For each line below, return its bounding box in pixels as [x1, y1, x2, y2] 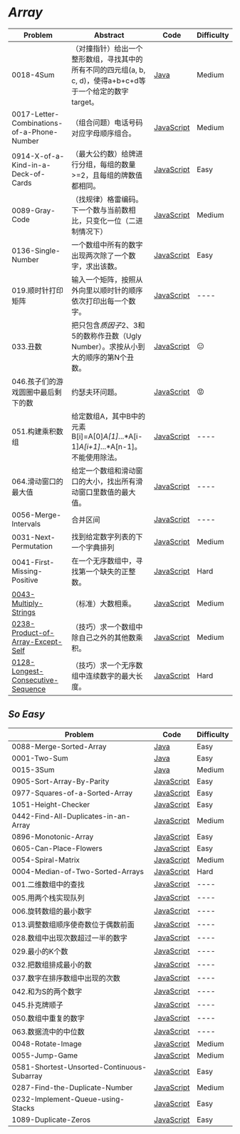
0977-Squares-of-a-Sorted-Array [11, 788, 133, 798]
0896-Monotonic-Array [11, 831, 94, 841]
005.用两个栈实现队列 [11, 893, 85, 903]
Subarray [11, 1070, 43, 1080]
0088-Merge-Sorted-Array [11, 741, 107, 751]
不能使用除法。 [71, 452, 122, 462]
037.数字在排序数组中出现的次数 [11, 973, 120, 983]
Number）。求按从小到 [71, 341, 145, 351]
